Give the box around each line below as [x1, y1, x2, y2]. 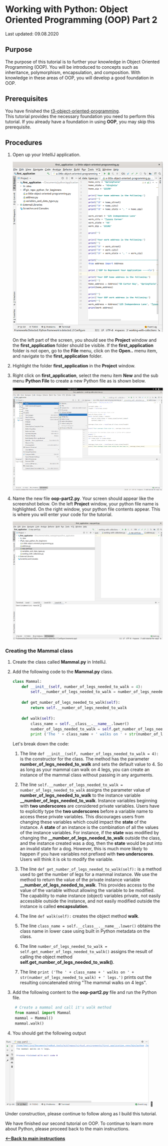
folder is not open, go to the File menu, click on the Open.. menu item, [12, 348, 157, 354]
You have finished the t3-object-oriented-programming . [5, 108, 120, 114]
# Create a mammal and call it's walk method [14, 1005, 111, 1010]
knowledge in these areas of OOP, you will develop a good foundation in [5, 74, 154, 81]
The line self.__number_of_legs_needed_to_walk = [19, 782, 123, 788]
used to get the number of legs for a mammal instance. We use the [19, 871, 157, 877]
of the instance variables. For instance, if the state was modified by [19, 830, 159, 836]
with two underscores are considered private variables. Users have [19, 803, 160, 809]
